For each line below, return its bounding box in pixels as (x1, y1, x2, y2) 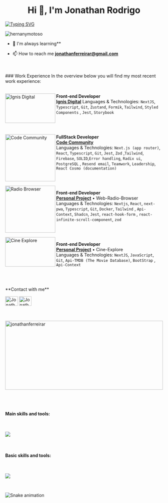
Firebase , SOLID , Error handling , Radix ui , (56, 155, 142, 161)
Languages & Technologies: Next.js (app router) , (56, 144, 161, 150)
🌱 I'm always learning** (12, 40, 61, 47)
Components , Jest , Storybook (56, 109, 114, 115)
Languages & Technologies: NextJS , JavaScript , (56, 252, 154, 258)
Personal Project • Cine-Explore (56, 246, 123, 252)
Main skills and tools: (5, 411, 50, 417)
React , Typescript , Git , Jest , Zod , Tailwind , (56, 150, 144, 156)
